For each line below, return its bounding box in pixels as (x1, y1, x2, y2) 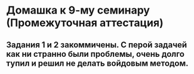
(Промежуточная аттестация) (6, 16, 164, 30)
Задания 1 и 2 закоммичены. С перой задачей (6, 40, 187, 50)
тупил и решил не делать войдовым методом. (6, 58, 189, 68)
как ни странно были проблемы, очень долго (6, 49, 185, 59)
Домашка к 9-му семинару (6, 4, 150, 17)
